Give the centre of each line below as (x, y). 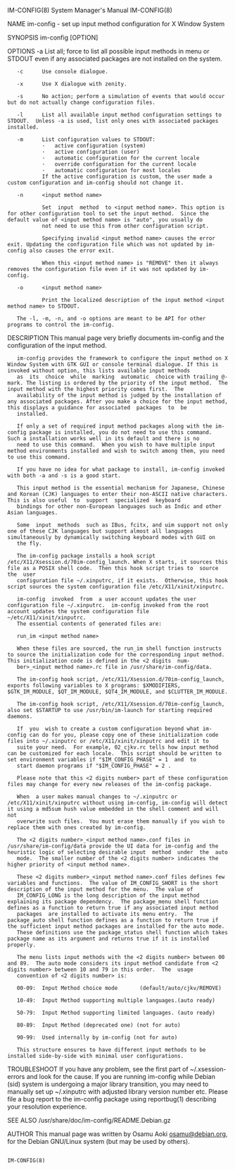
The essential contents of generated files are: (89, 624)
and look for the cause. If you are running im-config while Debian (121, 1076)
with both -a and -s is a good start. (64, 476)
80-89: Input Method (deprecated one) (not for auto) (99, 1025)
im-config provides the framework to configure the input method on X (122, 358)
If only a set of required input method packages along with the (114, 426)
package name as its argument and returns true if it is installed (108, 939)
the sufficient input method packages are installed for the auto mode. (116, 927)
